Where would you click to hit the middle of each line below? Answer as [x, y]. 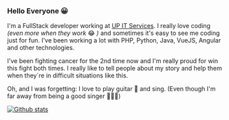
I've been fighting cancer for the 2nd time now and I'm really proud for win [113, 61]
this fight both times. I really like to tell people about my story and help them [115, 69]
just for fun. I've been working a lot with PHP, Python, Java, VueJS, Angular [114, 40]
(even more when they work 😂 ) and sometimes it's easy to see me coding [113, 33]
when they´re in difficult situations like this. [68, 75]
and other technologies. [41, 48]
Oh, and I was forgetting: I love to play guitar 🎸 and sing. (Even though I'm [111, 89]
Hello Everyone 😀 [38, 11]
